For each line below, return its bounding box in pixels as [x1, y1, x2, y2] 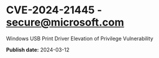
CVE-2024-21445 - [6, 3, 102, 17]
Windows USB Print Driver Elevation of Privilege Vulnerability [6, 35, 154, 42]
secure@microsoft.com [6, 16, 124, 29]
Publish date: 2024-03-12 [6, 46, 70, 53]
